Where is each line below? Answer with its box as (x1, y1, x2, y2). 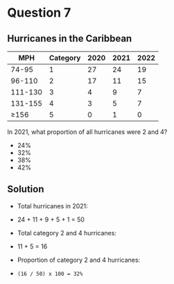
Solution (7, 183, 44, 195)
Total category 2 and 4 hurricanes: (17, 228, 116, 237)
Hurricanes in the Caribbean (7, 33, 132, 44)
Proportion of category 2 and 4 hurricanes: (17, 256, 141, 264)
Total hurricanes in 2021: (17, 201, 88, 210)
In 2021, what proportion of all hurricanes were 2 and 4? (7, 128, 168, 136)
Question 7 (7, 5, 71, 21)
